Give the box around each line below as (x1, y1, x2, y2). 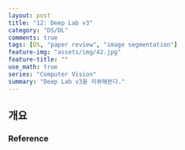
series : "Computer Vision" (8, 70, 97, 78)
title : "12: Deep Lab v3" (8, 19, 93, 27)
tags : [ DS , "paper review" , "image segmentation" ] (8, 41, 178, 49)
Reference (8, 133, 49, 144)
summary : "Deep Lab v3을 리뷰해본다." (8, 77, 126, 85)
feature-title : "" (8, 56, 68, 64)
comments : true (8, 33, 58, 42)
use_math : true (8, 63, 58, 71)
